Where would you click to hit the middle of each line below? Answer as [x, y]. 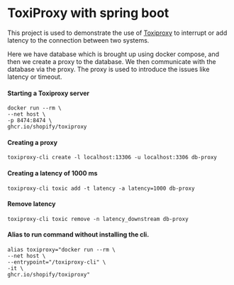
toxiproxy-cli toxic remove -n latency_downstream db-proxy [98, 219]
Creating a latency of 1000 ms [52, 173]
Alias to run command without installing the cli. [78, 235]
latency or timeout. [35, 77]
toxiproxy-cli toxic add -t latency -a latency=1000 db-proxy [101, 188]
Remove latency [32, 204]
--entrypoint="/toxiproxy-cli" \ [57, 262]
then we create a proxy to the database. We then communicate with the [112, 61]
